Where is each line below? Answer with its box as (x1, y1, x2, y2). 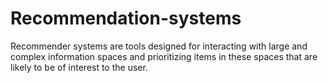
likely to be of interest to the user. (10, 61, 148, 73)
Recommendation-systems (10, 7, 242, 30)
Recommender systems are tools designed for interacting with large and (10, 40, 308, 52)
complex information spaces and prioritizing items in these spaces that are (10, 50, 318, 62)
